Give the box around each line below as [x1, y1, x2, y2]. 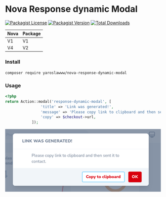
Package [22, 31, 41, 37]
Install [5, 58, 21, 65]
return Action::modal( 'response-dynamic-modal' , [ [5, 99, 112, 104]
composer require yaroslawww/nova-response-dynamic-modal [5, 70, 127, 75]
